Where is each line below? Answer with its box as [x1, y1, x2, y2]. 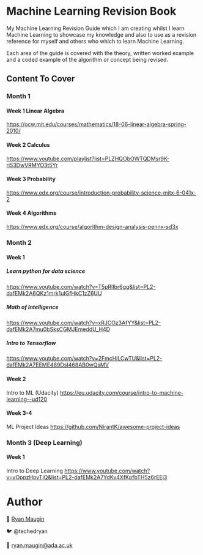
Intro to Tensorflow [6, 340, 56, 347]
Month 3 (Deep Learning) [6, 438, 83, 447]
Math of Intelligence [6, 304, 59, 311]
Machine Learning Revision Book [6, 4, 177, 18]
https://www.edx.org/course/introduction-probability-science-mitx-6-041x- [6, 188, 197, 196]
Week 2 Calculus [6, 141, 50, 149]
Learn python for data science [6, 267, 86, 275]
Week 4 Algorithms [6, 209, 57, 217]
